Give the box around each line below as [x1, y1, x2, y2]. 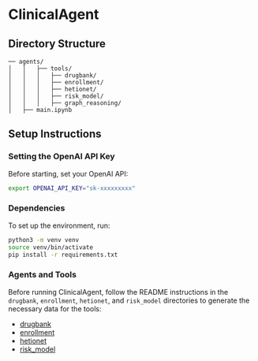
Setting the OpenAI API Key [8, 151, 116, 162]
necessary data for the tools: [8, 303, 102, 313]
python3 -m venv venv [8, 236, 80, 244]
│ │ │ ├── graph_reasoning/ [8, 99, 122, 107]
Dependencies [8, 203, 65, 214]
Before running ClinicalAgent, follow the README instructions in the [8, 287, 229, 296]
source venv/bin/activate [8, 243, 93, 251]
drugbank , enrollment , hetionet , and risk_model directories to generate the [8, 296, 250, 305]
